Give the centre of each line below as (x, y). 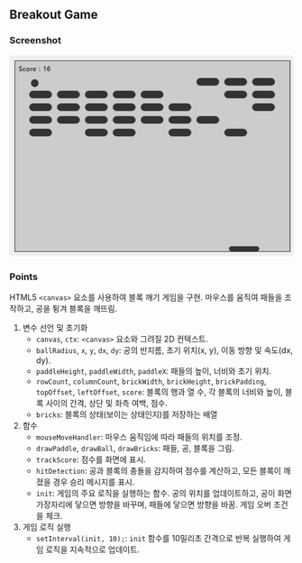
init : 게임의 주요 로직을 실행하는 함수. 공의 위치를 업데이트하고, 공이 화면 (164, 493)
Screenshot (35, 41)
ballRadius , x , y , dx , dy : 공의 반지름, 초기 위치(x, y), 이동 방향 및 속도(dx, (164, 350)
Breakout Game (54, 15)
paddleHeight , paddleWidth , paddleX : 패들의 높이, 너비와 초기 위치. (154, 371)
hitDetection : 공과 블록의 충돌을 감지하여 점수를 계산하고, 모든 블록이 (159, 470)
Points (24, 277)
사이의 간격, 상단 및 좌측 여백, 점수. (107, 403)
